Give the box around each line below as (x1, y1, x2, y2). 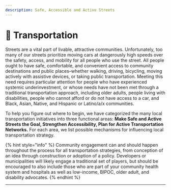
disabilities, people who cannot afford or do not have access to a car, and (5, 95, 159, 101)
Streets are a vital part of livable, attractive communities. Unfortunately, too (5, 46, 163, 52)
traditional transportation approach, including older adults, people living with (5, 90, 165, 96)
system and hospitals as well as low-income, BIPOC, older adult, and (5, 169, 149, 175)
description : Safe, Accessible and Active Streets (5, 7, 115, 13)
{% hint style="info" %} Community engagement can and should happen (5, 142, 158, 148)
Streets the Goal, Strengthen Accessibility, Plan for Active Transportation (5, 121, 164, 127)
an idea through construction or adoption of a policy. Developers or (5, 152, 147, 158)
